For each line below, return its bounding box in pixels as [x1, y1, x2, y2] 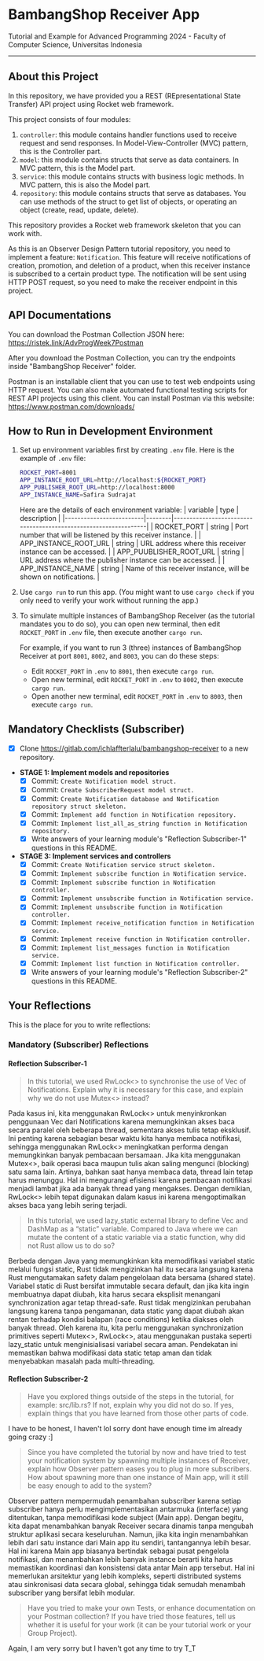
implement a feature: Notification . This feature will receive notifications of [8, 252, 251, 261]
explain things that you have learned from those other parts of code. [27, 1408, 249, 1418]
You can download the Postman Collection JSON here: [8, 329, 185, 339]
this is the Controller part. [19, 146, 102, 156]
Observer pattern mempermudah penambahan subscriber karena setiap [8, 1496, 242, 1505]
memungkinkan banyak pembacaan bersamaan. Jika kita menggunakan [8, 1150, 241, 1160]
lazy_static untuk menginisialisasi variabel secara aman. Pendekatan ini [8, 1339, 238, 1349]
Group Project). [27, 1628, 78, 1637]
